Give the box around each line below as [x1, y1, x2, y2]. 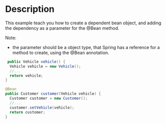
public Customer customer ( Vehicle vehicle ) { [5, 91, 101, 96]
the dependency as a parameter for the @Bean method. [5, 25, 119, 31]
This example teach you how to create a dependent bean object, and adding [5, 20, 162, 26]
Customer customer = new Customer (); [9, 96, 88, 101]
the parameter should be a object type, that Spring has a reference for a [12, 44, 160, 50]
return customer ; [9, 110, 46, 115]
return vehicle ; [9, 73, 43, 78]
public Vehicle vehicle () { [7, 59, 66, 64]
